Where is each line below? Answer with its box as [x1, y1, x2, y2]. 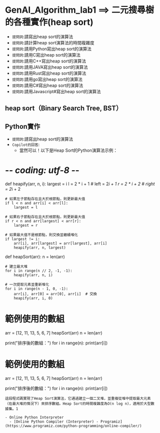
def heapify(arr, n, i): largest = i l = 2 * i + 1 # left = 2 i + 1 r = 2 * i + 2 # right [5, 181, 155, 187]
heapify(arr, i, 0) [14, 296, 53, 301]
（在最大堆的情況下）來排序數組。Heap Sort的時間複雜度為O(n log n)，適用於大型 [5, 401, 151, 406]
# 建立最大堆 [5, 264, 28, 269]
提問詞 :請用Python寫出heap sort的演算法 [12, 46, 92, 52]
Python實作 [5, 122, 40, 131]
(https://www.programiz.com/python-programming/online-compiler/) [5, 423, 142, 428]
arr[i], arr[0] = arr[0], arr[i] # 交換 [14, 292, 97, 296]
